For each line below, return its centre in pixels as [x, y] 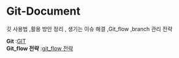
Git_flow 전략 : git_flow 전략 [40, 48]
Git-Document [44, 11]
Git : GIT [16, 41]
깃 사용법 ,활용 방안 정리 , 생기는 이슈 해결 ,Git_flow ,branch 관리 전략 [89, 29]
